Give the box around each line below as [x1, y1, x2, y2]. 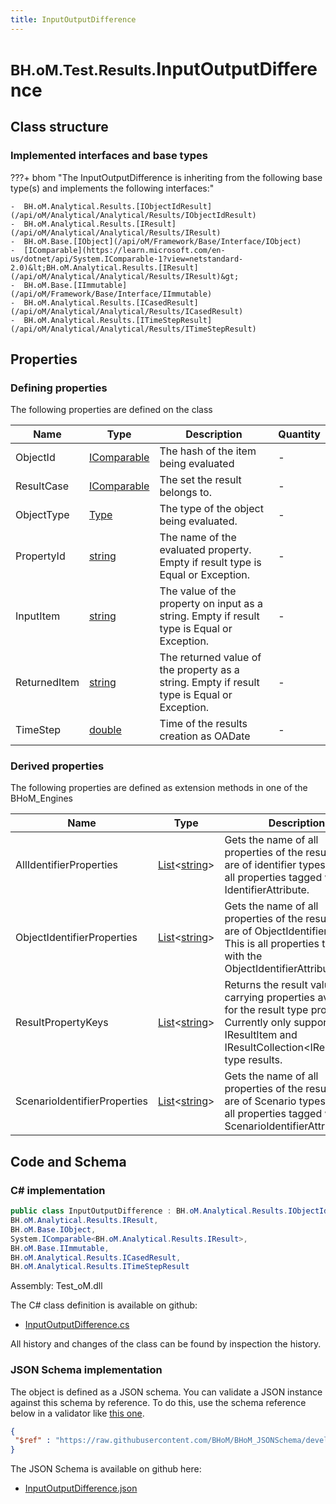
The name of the [159, 531, 237, 545]
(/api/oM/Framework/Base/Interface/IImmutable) [10, 289, 213, 299]
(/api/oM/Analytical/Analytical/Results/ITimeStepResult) [10, 324, 257, 334]
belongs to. [159, 486, 213, 500]
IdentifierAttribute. [224, 883, 310, 897]
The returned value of [159, 651, 262, 665]
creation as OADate [159, 729, 251, 743]
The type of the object [159, 502, 264, 516]
